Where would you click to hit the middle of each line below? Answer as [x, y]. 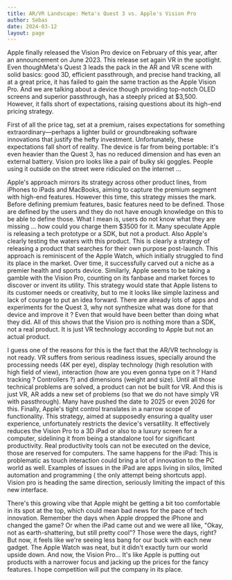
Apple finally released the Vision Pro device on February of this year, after [113, 53]
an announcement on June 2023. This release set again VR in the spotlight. [114, 60]
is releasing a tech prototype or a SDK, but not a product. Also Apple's [107, 234]
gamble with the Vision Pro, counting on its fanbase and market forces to [111, 278]
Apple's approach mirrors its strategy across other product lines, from [107, 182]
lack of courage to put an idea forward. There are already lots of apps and [113, 300]
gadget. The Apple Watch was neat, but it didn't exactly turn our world [107, 547]
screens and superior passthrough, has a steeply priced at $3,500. [102, 97]
